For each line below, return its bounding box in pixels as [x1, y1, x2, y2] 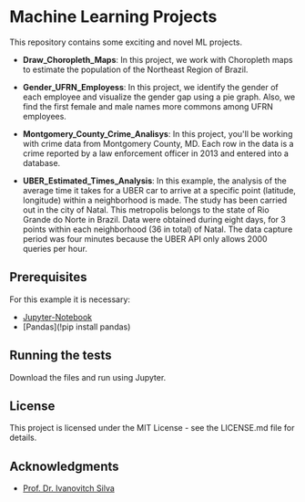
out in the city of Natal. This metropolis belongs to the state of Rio [22, 204, 270, 215]
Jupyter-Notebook [22, 311, 93, 322]
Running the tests [9, 348, 112, 363]
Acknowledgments [9, 458, 120, 474]
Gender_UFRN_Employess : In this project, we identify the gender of [22, 81, 280, 92]
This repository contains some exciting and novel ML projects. [9, 37, 243, 47]
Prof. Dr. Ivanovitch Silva [22, 483, 116, 494]
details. [9, 432, 37, 444]
